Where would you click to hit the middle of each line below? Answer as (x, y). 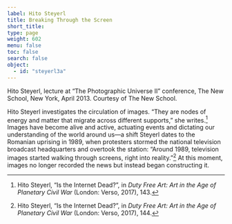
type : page (23, 33)
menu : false (24, 45)
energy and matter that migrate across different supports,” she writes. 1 (108, 119)
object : (18, 65)
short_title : (26, 26)
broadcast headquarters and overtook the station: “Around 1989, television (113, 150)
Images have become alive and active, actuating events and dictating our (111, 128)
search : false (28, 59)
